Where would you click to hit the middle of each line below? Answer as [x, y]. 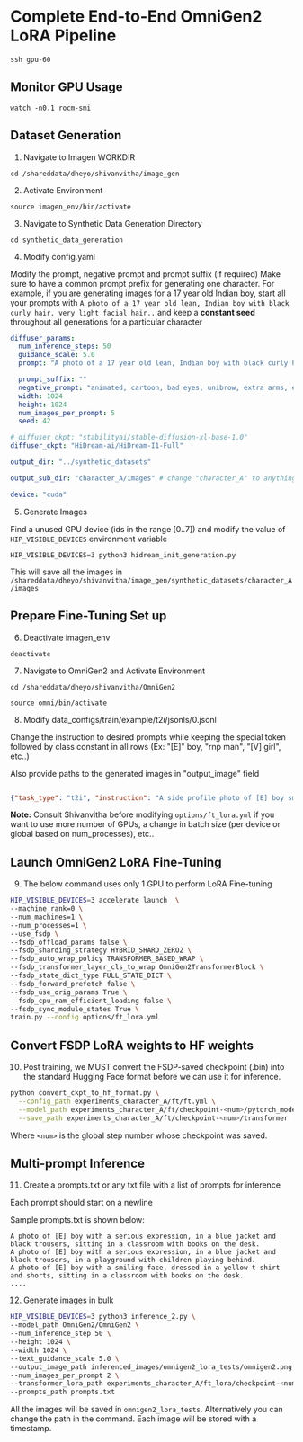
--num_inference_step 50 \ [61, 1334]
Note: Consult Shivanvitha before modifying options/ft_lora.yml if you [143, 814]
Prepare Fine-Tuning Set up [89, 616]
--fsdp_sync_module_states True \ [75, 1009]
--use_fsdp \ [35, 934]
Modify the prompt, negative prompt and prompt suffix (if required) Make [146, 274]
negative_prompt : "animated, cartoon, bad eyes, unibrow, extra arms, [153, 387]
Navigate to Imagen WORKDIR [79, 157]
